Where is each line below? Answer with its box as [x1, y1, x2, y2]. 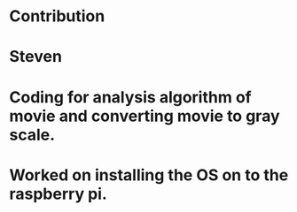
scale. [9, 125, 56, 145]
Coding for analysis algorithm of [9, 87, 252, 107]
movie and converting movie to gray [9, 106, 281, 125]
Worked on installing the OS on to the [9, 165, 289, 185]
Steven [9, 47, 62, 67]
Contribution [9, 6, 106, 26]
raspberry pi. [9, 184, 108, 204]
